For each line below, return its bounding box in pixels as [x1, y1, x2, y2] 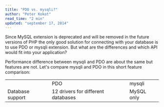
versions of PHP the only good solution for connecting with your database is [5, 39, 159, 45]
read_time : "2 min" [5, 16, 45, 21]
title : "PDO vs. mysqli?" [5, 7, 58, 12]
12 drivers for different [52, 88, 104, 95]
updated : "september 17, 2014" [5, 20, 69, 26]
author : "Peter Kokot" [5, 12, 51, 17]
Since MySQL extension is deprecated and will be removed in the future [5, 34, 150, 40]
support [7, 94, 26, 101]
